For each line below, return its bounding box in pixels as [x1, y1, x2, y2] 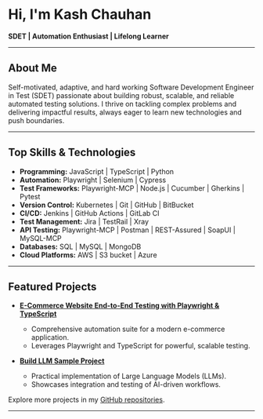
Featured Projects [8, 280, 97, 293]
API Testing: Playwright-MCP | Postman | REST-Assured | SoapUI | [19, 225, 236, 235]
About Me [8, 61, 57, 75]
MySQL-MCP [19, 233, 63, 242]
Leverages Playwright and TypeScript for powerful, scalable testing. [31, 341, 250, 351]
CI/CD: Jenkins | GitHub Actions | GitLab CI [19, 208, 160, 217]
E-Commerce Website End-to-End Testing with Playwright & [19, 301, 220, 311]
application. [31, 333, 70, 342]
